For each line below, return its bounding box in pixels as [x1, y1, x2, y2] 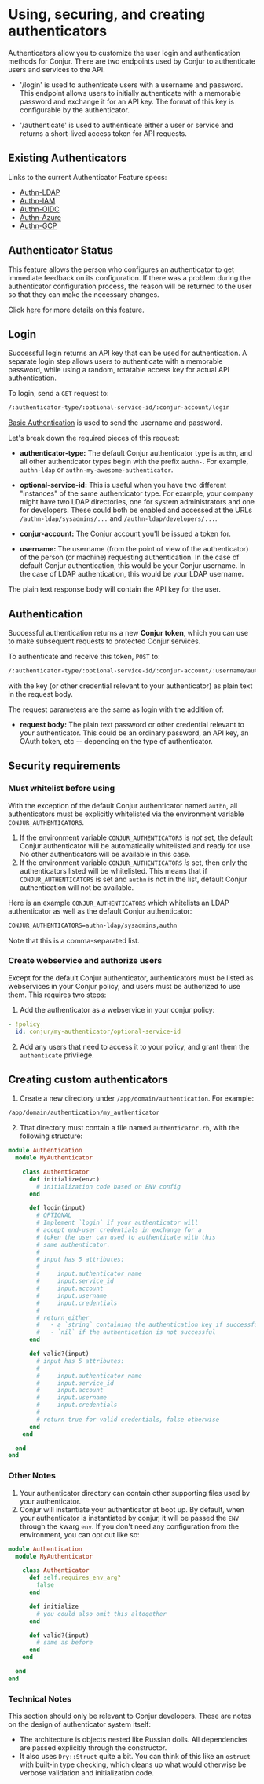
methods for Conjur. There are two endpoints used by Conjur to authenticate [8, 57, 256, 66]
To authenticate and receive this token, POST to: [8, 652, 160, 661]
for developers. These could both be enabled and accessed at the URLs [19, 505, 253, 515]
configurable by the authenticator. [19, 104, 130, 115]
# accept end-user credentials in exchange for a [36, 1226, 202, 1234]
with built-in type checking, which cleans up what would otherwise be [19, 1760, 247, 1769]
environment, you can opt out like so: [19, 1529, 140, 1539]
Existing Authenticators [8, 152, 127, 165]
